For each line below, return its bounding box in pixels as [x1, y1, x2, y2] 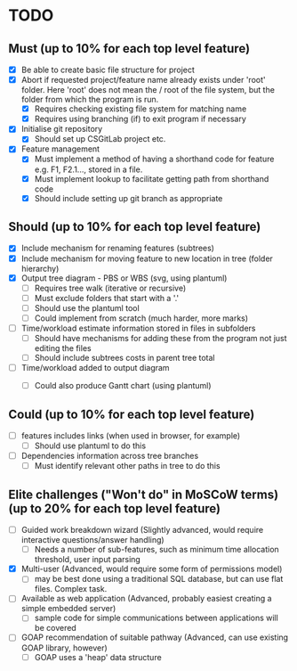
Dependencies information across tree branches [20, 451, 199, 462]
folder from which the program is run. [20, 94, 159, 105]
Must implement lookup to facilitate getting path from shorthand [34, 173, 269, 184]
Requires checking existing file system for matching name [34, 103, 247, 114]
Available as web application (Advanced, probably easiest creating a [20, 593, 272, 604]
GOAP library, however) [20, 642, 108, 653]
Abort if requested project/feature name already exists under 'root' [20, 75, 266, 86]
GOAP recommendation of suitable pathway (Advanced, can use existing [20, 632, 289, 642]
